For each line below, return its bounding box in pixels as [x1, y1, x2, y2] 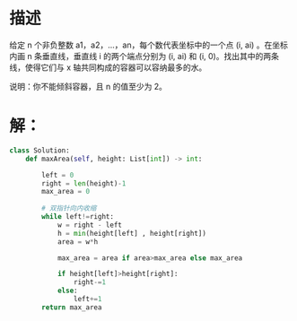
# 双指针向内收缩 [41, 204, 97, 213]
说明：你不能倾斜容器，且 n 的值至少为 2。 [9, 81, 168, 91]
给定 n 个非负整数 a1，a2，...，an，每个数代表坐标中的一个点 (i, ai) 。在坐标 [9, 39, 289, 50]
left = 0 [41, 170, 74, 179]
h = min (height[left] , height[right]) [57, 229, 206, 238]
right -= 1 [73, 278, 106, 287]
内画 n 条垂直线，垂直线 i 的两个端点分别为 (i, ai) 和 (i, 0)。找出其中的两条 [9, 50, 280, 61]
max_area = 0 [41, 187, 91, 196]
